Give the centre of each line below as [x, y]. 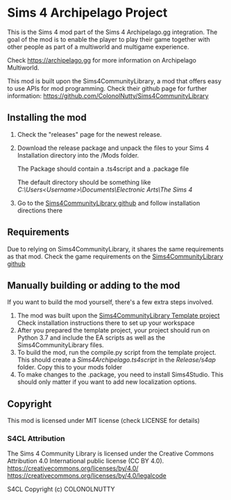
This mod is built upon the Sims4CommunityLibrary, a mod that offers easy [114, 81]
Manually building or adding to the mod [94, 285]
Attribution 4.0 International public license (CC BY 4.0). [86, 461]
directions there [40, 210]
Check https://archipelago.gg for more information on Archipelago [102, 60]
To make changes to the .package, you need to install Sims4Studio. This [120, 375]
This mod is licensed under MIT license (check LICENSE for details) [103, 421]
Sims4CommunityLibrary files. [60, 345]
